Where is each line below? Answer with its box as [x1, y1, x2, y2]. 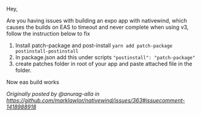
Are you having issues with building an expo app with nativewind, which [6, 17, 188, 24]
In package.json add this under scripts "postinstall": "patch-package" [15, 54, 196, 60]
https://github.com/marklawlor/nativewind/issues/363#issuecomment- [6, 97, 185, 104]
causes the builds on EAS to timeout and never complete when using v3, [6, 24, 189, 31]
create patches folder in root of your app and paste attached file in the [15, 60, 192, 67]
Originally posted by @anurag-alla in [6, 90, 100, 97]
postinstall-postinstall [15, 48, 79, 54]
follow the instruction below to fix [6, 30, 90, 37]
